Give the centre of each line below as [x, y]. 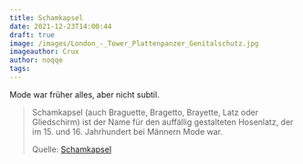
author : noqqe [37, 60]
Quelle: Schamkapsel [72, 149]
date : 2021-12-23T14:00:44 [61, 26]
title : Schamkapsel [47, 18]
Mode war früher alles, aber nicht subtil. [84, 94]
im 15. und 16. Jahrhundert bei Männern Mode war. [127, 131]
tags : [20, 69]
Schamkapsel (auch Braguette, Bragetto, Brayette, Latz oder [145, 112]
